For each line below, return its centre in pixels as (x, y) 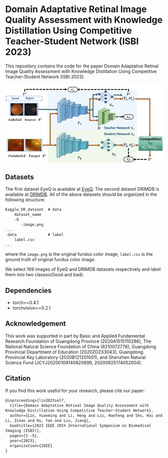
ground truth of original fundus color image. (50, 260)
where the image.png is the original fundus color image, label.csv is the (79, 254)
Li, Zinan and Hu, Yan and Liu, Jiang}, (48, 421)
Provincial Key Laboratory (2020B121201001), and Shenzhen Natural (75, 357)
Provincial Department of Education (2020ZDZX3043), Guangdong (74, 352)
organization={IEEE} (31, 446)
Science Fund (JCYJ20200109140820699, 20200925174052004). (74, 362)
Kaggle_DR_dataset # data (33, 210)
